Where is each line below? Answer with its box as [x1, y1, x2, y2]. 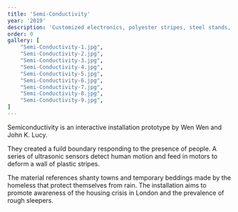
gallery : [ [7, 37, 40, 44]
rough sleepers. [7, 196, 54, 204]
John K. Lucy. [7, 130, 48, 139]
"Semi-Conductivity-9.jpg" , [20, 97, 103, 104]
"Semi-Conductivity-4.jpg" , [20, 64, 103, 71]
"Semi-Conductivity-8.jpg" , [20, 90, 103, 97]
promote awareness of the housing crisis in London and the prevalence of [7, 188, 224, 197]
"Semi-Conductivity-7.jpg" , [20, 84, 103, 91]
